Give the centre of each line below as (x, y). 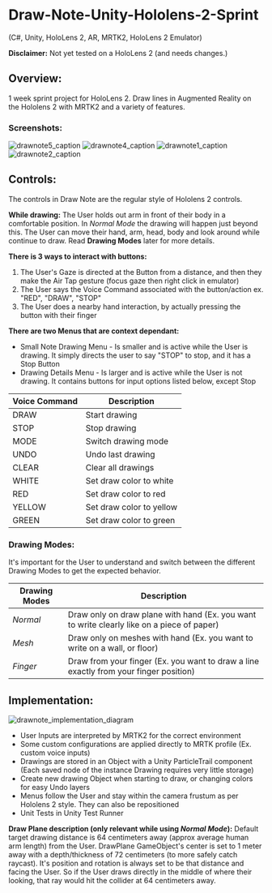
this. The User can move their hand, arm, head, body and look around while (134, 232)
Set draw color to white (130, 480)
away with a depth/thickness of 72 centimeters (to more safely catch (123, 854)
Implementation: (51, 700)
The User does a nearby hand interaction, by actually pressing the (130, 307)
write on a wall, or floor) (113, 648)
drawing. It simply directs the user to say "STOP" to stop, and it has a (135, 355)
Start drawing (111, 414)
